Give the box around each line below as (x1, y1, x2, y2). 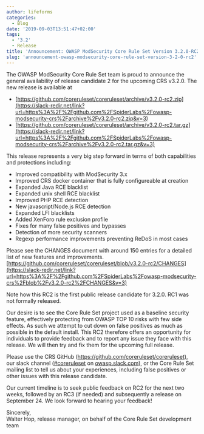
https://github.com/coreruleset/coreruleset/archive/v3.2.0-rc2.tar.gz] (17, 121, 191, 128)
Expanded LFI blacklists (15, 209, 75, 216)
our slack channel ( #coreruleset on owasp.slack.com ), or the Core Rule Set (6, 359, 194, 367)
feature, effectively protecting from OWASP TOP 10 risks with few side (6, 315, 182, 322)
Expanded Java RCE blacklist (15, 183, 89, 191)
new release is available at (6, 83, 72, 91)
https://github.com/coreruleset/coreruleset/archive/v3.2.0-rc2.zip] (17, 95, 184, 103)
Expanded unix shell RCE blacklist (15, 189, 100, 197)
